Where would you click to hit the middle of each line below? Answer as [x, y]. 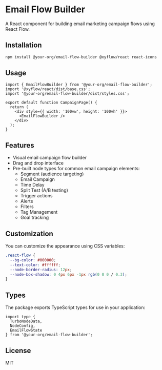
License [18, 350]
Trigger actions [36, 196]
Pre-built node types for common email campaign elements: [76, 169]
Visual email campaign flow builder [50, 158]
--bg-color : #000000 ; [33, 260]
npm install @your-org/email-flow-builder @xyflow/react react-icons [81, 57]
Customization [29, 233]
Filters [27, 207]
